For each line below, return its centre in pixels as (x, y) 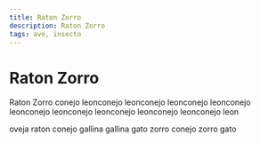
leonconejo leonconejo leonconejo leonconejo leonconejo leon (124, 112)
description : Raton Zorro (57, 26)
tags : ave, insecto (45, 34)
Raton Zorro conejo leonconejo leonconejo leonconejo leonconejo (130, 102)
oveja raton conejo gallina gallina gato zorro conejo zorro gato (123, 129)
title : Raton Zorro (45, 17)
